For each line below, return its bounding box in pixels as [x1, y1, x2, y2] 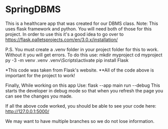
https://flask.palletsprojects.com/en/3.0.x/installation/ [5, 37, 118, 43]
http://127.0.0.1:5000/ [5, 108, 50, 114]
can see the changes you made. [5, 93, 73, 99]
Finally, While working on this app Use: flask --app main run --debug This [5, 82, 160, 88]
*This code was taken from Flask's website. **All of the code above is [5, 67, 154, 73]
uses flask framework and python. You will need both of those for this [5, 25, 152, 31]
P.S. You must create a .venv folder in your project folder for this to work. [5, 46, 159, 52]
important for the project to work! [5, 72, 76, 78]
